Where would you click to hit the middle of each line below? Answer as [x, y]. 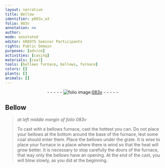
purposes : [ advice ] [25, 51]
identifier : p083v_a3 [27, 19]
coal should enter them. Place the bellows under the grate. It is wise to [89, 139]
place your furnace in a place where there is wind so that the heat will [88, 144]
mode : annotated [22, 37]
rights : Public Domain [28, 46]
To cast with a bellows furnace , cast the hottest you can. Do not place [88, 129]
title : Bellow [20, 14]
